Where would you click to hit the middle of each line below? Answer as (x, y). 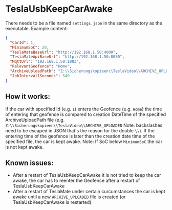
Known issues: (29, 163)
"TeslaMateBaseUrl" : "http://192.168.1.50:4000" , (64, 52)
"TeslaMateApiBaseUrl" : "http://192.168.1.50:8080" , (67, 57)
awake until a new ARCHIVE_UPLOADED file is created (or (69, 197)
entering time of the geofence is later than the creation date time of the (80, 136)
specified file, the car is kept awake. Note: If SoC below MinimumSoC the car (84, 142)
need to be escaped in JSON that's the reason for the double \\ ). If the (80, 130)
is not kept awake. (25, 147)
